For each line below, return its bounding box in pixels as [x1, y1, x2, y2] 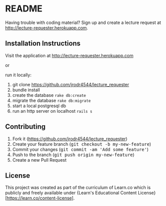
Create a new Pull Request [12, 157, 67, 163]
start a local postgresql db [12, 103, 66, 109]
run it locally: [5, 72, 32, 78]
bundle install [12, 87, 40, 93]
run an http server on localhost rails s [12, 108, 93, 114]
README [5, 3, 43, 14]
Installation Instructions [5, 39, 81, 48]
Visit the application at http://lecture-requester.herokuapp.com [5, 52, 134, 58]
